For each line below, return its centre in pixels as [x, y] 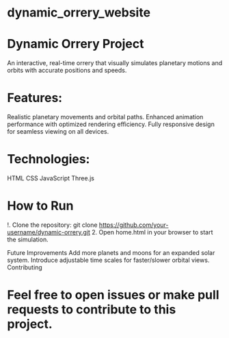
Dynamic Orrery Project [76, 44]
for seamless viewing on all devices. [58, 132]
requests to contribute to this [92, 310]
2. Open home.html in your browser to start [152, 232]
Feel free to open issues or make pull [113, 295]
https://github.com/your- [134, 225]
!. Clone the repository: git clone [52, 225]
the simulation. [28, 239]
